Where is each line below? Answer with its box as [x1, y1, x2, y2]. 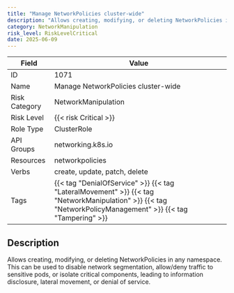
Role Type [10, 124, 44, 134]
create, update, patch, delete [54, 167, 148, 176]
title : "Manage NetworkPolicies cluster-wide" [7, 10, 145, 17]
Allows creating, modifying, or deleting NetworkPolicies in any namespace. [7, 255, 223, 264]
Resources [10, 156, 46, 165]
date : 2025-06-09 [7, 36, 58, 43]
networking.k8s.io [54, 140, 114, 150]
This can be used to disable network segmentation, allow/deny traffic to [7, 262, 214, 271]
